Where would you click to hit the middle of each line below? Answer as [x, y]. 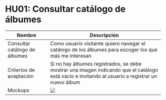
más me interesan [71, 56]
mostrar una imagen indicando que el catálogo [104, 70]
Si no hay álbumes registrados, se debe [96, 64]
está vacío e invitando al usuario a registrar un [104, 76]
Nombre [26, 35]
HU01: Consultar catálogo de [65, 9]
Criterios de [21, 70]
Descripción [104, 35]
